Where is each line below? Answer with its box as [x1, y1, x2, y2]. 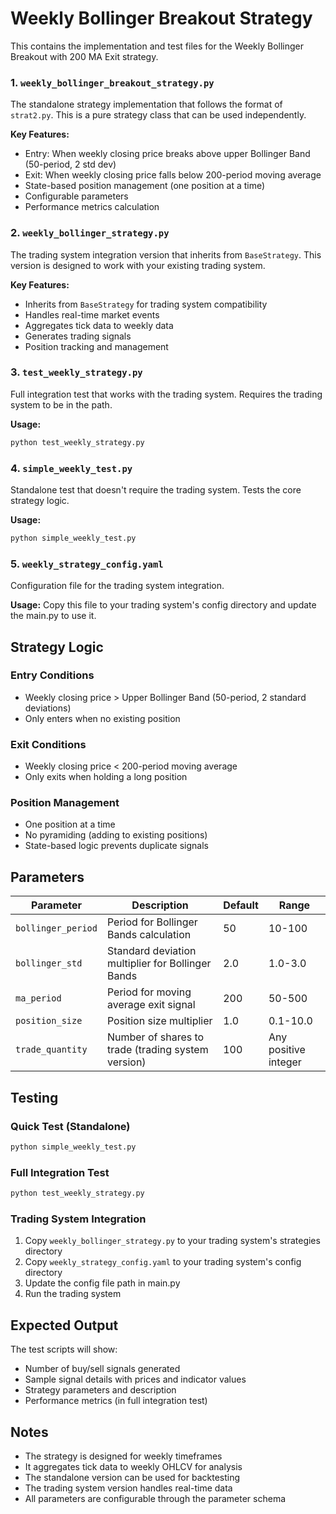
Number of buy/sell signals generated [24, 1363, 181, 1375]
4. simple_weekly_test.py [10, 461, 133, 475]
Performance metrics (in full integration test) [24, 1395, 208, 1407]
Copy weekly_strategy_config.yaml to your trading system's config [24, 1256, 302, 1268]
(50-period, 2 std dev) [24, 158, 117, 171]
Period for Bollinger [106, 915, 198, 929]
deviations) [24, 702, 72, 714]
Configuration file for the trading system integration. [10, 580, 225, 592]
